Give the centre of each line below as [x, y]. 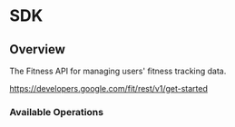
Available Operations [57, 112]
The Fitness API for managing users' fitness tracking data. [118, 71]
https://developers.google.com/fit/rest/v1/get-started [109, 88]
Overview [38, 49]
